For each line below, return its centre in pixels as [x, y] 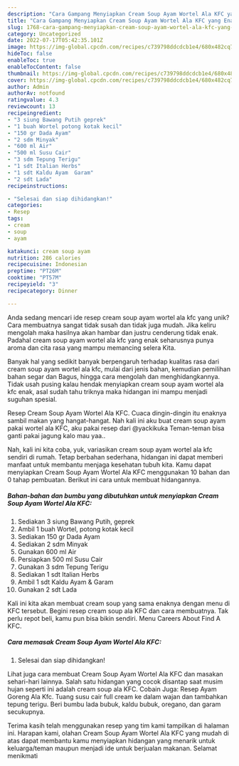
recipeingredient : [34, 113]
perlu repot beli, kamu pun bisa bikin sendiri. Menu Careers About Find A [114, 618]
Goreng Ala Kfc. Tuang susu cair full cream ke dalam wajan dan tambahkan [117, 696]
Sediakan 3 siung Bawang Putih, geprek [76, 521]
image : [17, 47]
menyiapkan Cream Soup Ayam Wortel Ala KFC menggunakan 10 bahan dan [119, 472]
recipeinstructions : [38, 186]
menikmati [22, 755]
